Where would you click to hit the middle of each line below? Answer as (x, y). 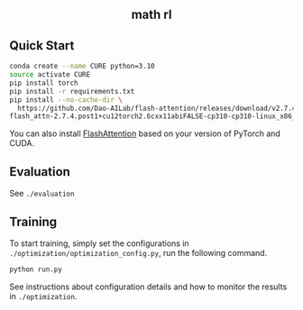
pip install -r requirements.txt (72, 91)
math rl (151, 15)
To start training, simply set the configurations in (99, 243)
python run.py (36, 269)
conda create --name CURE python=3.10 (82, 67)
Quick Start (42, 46)
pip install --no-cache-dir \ (66, 100)
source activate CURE (50, 75)
